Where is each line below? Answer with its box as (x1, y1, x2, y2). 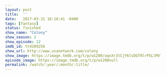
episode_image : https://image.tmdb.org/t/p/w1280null (5, 58, 119, 63)
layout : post (5, 7, 32, 12)
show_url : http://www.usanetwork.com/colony (5, 48, 98, 53)
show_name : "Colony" (5, 30, 48, 35)
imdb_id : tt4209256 (5, 44, 45, 49)
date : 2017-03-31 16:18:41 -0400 (5, 16, 79, 21)
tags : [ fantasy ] (5, 21, 39, 26)
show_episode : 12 (5, 39, 41, 44)
